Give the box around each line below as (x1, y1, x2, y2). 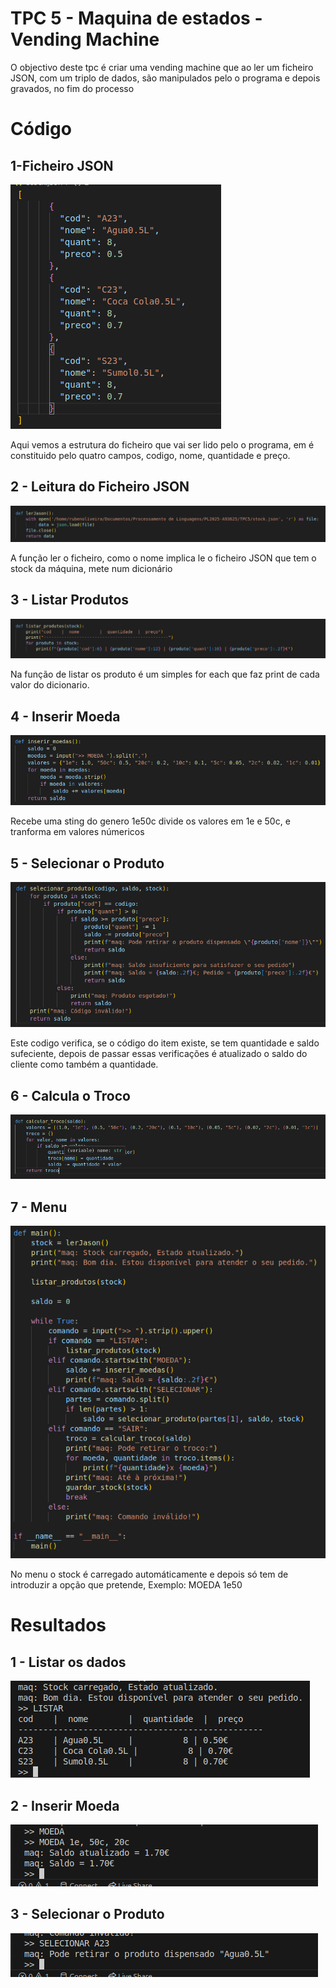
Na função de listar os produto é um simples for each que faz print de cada (10, 668, 320, 681)
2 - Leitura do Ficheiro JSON (10, 478, 190, 496)
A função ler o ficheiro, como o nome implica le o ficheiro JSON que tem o (10, 552, 317, 564)
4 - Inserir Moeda (10, 708, 121, 725)
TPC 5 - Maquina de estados (10, 7, 251, 30)
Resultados (10, 1614, 107, 1637)
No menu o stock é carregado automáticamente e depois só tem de (10, 1568, 289, 1581)
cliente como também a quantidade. (10, 1058, 159, 1071)
